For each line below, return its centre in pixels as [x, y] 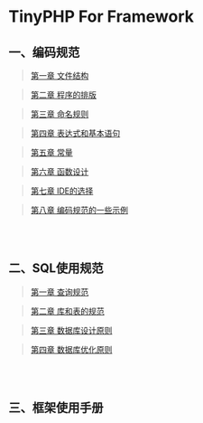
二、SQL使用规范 [56, 268]
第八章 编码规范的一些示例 [79, 210]
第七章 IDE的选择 [62, 191]
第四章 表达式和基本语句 [75, 133]
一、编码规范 [44, 52]
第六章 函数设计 [60, 172]
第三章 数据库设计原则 [71, 330]
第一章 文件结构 [60, 75]
